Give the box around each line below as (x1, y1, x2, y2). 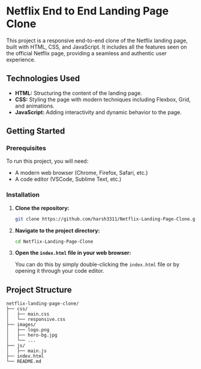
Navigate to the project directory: (14, 227, 100, 234)
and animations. (14, 102, 55, 109)
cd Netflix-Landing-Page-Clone (14, 239, 94, 245)
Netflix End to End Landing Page (6, 4, 169, 18)
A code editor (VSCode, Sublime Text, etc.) (14, 175, 122, 183)
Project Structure (6, 284, 72, 295)
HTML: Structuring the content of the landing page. (14, 89, 142, 97)
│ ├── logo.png (6, 327, 50, 333)
